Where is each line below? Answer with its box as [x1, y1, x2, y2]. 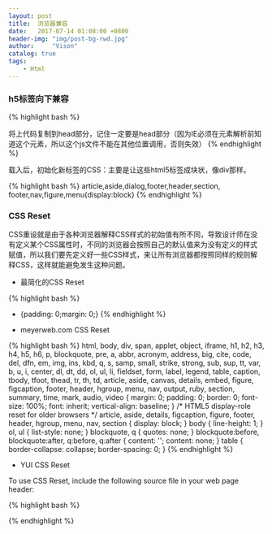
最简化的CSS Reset [19, 277, 85, 287]
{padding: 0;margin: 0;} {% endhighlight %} [19, 310, 166, 319]
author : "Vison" [8, 42, 79, 50]
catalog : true [8, 50, 57, 58]
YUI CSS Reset [19, 460, 71, 470]
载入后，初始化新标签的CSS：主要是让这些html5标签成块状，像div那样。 [8, 165, 251, 175]
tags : [8, 58, 27, 66]
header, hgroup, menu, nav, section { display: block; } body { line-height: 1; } [8, 419, 264, 428]
